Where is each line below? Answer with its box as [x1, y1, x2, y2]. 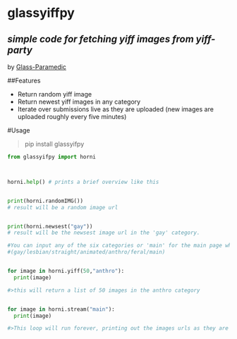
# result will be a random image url [7, 204, 119, 211]
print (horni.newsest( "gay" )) [7, 223, 93, 230]
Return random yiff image [17, 90, 92, 98]
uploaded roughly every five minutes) [17, 113, 127, 121]
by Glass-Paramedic [7, 63, 67, 71]
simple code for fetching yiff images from [7, 33, 194, 45]
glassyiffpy [7, 5, 75, 21]
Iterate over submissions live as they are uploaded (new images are [17, 105, 214, 113]
